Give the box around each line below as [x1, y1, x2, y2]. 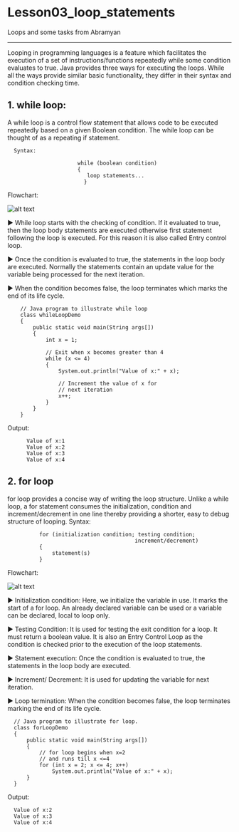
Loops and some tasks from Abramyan [7, 28, 121, 36]
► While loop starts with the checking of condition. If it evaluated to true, [7, 218, 221, 227]
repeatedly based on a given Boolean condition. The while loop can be [7, 125, 214, 134]
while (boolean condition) [77, 160, 158, 167]
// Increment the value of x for [58, 380, 158, 387]
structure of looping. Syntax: [7, 517, 91, 526]
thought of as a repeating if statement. [7, 133, 120, 142]
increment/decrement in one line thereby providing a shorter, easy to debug [7, 509, 230, 518]
